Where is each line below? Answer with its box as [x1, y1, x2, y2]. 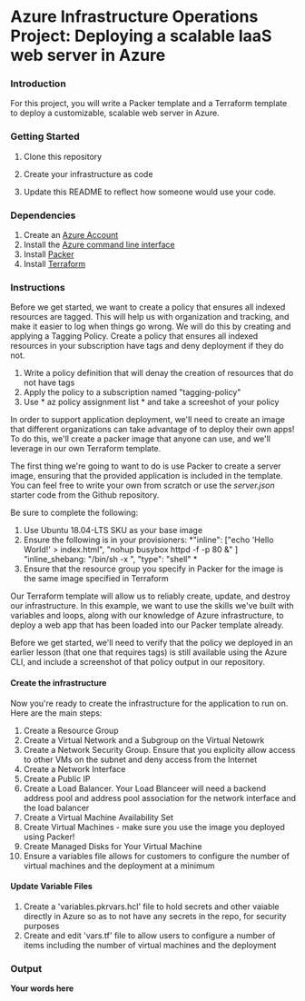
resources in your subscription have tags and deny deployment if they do [10, 341, 284, 352]
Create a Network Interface [23, 763, 126, 774]
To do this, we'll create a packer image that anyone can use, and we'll [10, 433, 271, 444]
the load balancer [23, 802, 90, 813]
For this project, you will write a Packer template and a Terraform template [10, 98, 288, 109]
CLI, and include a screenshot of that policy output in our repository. [10, 657, 266, 668]
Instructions [10, 282, 66, 293]
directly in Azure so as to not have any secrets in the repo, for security [23, 910, 287, 921]
